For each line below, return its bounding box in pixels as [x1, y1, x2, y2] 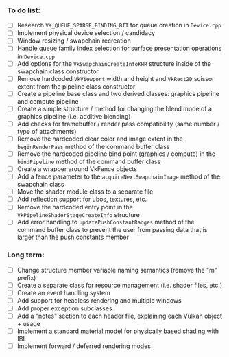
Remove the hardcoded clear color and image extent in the [16, 135, 183, 143]
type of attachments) [16, 127, 77, 135]
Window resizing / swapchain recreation [16, 36, 132, 45]
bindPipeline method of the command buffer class [16, 157, 161, 165]
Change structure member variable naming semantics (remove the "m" [16, 266, 218, 274]
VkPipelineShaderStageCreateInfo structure [16, 211, 141, 219]
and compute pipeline [16, 97, 79, 105]
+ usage [16, 320, 41, 328]
